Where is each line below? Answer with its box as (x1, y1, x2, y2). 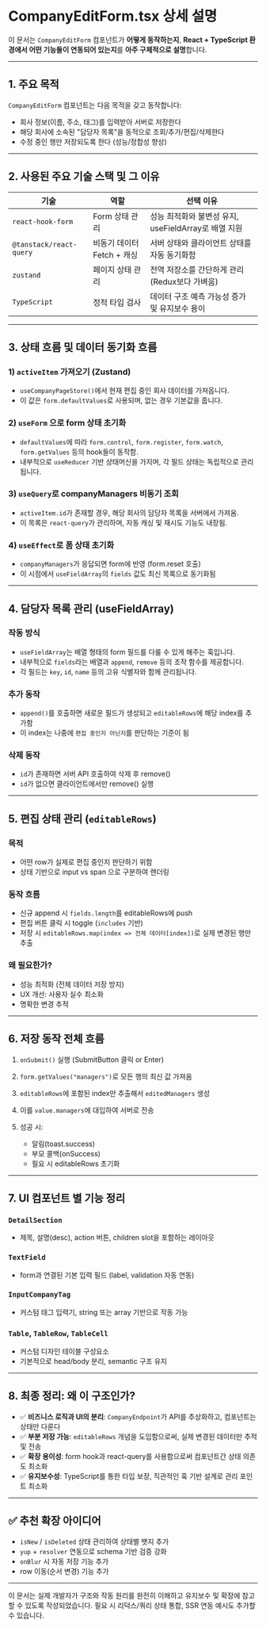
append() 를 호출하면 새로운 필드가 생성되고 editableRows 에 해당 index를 (19, 708, 244, 718)
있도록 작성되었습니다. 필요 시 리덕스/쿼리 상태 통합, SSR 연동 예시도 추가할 (25, 1600, 256, 1610)
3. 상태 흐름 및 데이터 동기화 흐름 (8, 340, 158, 353)
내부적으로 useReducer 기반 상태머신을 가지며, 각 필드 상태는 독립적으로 (19, 456, 239, 466)
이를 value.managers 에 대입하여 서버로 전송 (19, 1105, 154, 1114)
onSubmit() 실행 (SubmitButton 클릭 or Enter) (19, 1055, 165, 1064)
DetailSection (8, 1216, 63, 1224)
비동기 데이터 (93, 237, 139, 248)
